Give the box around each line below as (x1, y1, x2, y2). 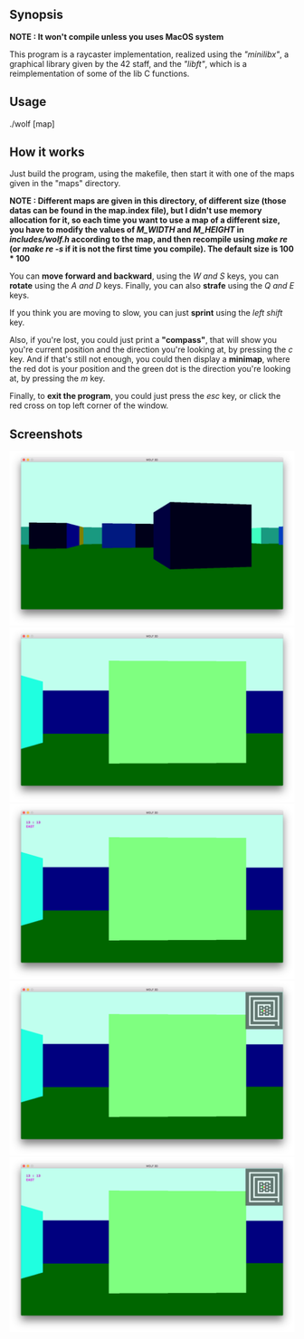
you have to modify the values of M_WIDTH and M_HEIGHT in (9, 224, 244, 235)
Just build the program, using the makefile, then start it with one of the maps (9, 168, 295, 179)
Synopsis (9, 7, 63, 23)
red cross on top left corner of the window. (9, 400, 169, 411)
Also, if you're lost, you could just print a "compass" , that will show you (9, 335, 278, 346)
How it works (9, 145, 85, 160)
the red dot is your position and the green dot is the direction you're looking (9, 364, 291, 375)
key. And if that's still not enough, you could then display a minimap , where (9, 354, 290, 365)
